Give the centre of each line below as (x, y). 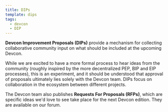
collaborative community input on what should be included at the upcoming (83, 48)
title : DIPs (18, 10)
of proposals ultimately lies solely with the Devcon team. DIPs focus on (79, 79)
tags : (11, 19)
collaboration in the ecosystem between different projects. (66, 85)
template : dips (21, 15)
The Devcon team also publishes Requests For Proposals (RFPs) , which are (84, 94)
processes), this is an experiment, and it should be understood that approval (84, 74)
